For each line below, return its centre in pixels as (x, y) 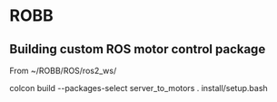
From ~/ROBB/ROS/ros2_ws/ (63, 70)
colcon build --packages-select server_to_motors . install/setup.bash (138, 88)
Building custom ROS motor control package (138, 49)
